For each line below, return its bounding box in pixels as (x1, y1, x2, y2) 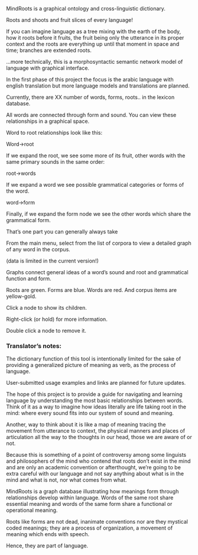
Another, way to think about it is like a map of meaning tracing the (6, 421, 166, 428)
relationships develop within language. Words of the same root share (6, 494, 174, 501)
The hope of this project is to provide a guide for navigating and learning (6, 391, 183, 398)
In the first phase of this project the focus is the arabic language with (6, 76, 174, 83)
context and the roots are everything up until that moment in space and (6, 41, 179, 47)
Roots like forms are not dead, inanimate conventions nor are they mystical (6, 518, 188, 525)
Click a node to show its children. (6, 304, 87, 311)
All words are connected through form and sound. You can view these (6, 112, 177, 118)
